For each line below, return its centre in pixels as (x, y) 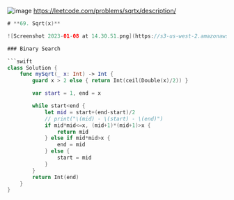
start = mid (74, 157)
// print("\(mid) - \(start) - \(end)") (104, 118)
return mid (73, 132)
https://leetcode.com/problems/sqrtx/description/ (105, 11)
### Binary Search (34, 49)
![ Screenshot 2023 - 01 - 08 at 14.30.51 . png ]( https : (81, 36)
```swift (20, 61)
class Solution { (32, 68)
